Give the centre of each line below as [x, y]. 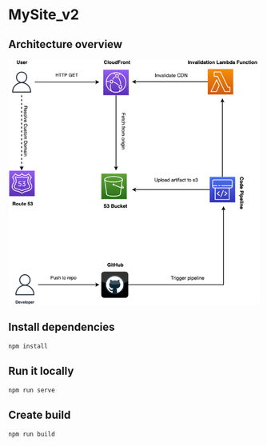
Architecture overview [65, 44]
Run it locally [41, 370]
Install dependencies [62, 327]
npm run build [32, 434]
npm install [28, 346]
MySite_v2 [44, 15]
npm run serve [32, 390]
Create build [40, 414]
